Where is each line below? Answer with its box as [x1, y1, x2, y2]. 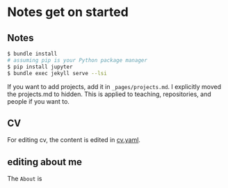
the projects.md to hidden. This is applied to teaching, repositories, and [7, 90, 212, 98]
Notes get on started [7, 4, 129, 20]
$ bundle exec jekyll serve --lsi [7, 70, 108, 77]
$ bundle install [7, 50, 58, 57]
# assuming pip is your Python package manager [7, 56, 148, 63]
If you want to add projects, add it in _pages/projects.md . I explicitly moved [7, 82, 222, 91]
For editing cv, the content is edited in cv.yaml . [7, 136, 141, 144]
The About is [7, 175, 42, 183]
